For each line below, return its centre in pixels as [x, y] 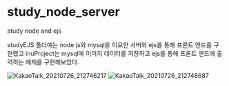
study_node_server [64, 12]
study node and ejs [34, 31]
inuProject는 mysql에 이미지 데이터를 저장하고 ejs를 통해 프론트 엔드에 [120, 53]
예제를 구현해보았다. [52, 61]
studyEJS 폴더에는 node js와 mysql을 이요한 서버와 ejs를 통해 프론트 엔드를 [110, 44]
